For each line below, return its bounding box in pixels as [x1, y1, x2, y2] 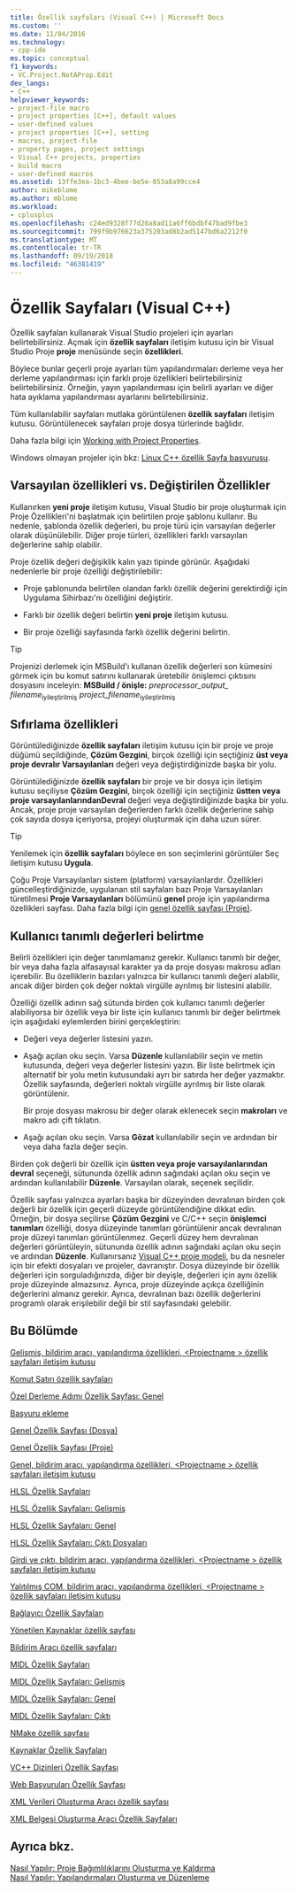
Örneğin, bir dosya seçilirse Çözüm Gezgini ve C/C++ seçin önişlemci [10, 1214, 268, 1224]
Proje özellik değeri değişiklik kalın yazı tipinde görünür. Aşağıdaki [10, 556, 250, 567]
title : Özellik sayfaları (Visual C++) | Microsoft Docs [10, 12, 225, 22]
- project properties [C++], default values [10, 112, 177, 120]
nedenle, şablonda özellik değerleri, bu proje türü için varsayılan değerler [10, 520, 277, 531]
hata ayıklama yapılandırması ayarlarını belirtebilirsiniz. [10, 391, 209, 402]
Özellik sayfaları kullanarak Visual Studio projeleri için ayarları [10, 327, 233, 337]
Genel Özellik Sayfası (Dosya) [10, 1424, 118, 1435]
